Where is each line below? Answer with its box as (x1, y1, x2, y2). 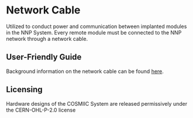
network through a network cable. (6, 35, 88, 42)
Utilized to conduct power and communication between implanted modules (6, 23, 187, 30)
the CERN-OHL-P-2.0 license (6, 106, 76, 113)
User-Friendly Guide (6, 52, 82, 62)
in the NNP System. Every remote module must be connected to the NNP (6, 29, 182, 36)
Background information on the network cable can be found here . (6, 68, 164, 75)
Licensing (6, 85, 43, 95)
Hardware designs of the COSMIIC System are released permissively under (6, 100, 188, 107)
